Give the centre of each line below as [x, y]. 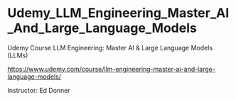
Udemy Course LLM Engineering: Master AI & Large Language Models [110, 48]
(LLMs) [18, 55]
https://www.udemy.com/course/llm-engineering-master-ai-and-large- [111, 69]
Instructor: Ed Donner [39, 90]
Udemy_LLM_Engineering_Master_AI [118, 13]
